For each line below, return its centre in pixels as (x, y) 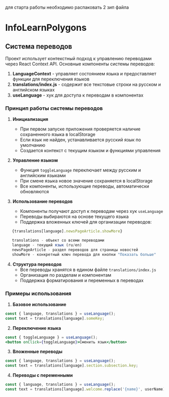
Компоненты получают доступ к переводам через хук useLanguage (92, 211)
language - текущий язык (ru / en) (47, 245)
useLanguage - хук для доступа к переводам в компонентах (78, 95)
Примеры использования (38, 293)
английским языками (43, 175)
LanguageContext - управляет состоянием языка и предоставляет (84, 74)
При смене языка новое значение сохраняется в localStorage (86, 181)
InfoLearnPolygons (46, 28)
